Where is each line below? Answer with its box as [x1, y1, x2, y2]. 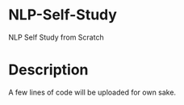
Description [8, 61, 89, 79]
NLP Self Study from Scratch [8, 32, 104, 42]
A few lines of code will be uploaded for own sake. [8, 87, 176, 97]
